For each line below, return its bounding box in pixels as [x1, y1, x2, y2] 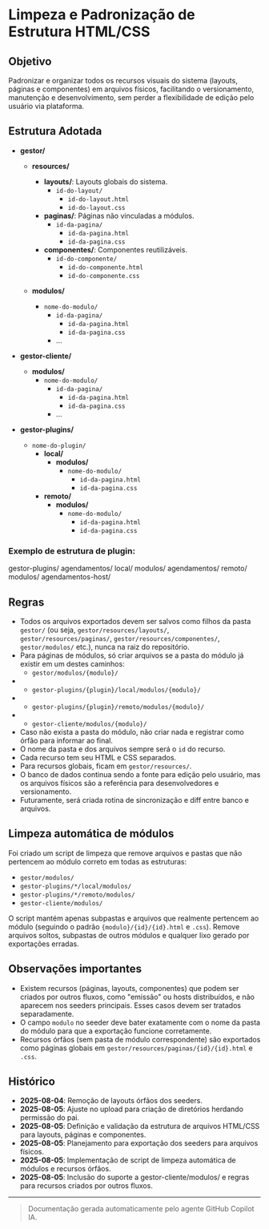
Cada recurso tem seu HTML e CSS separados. [19, 752, 177, 762]
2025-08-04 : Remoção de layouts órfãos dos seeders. [19, 1096, 203, 1106]
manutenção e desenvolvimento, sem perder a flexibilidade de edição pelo [8, 93, 255, 102]
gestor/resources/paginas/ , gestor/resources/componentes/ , [19, 633, 220, 643]
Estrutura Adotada [8, 124, 102, 138]
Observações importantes [8, 962, 143, 976]
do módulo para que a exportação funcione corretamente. [19, 1026, 212, 1035]
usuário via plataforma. [8, 102, 85, 111]
